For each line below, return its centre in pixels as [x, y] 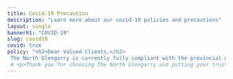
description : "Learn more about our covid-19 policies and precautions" [114, 20]
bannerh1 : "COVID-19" [38, 33]
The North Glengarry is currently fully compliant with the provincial [116, 58]
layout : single [29, 26]
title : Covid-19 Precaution [48, 13]
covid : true [24, 45]
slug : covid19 [28, 39]
